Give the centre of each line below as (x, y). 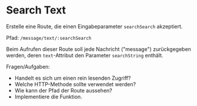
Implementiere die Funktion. (48, 97)
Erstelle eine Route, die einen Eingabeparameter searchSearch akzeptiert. (94, 26)
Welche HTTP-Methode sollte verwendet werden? (75, 84)
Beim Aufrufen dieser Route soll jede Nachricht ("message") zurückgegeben (98, 49)
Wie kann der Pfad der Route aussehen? (64, 90)
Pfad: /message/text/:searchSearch (49, 37)
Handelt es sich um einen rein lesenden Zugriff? (73, 78)
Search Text (36, 10)
